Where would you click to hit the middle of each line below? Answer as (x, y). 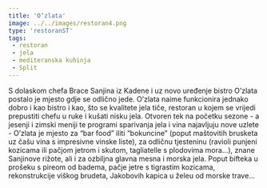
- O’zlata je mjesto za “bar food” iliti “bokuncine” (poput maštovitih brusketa (133, 133)
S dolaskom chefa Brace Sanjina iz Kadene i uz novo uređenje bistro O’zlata (133, 90)
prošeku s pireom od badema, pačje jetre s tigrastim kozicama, (112, 167)
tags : (17, 38)
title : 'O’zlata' (37, 16)
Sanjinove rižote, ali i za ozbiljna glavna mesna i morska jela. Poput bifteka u (133, 158)
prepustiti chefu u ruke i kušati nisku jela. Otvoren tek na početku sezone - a (134, 116)
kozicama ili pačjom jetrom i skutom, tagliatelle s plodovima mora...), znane (132, 150)
